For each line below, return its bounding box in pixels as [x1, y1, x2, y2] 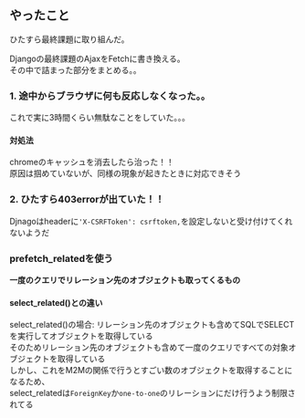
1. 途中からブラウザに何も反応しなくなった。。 [9, 89, 211, 102]
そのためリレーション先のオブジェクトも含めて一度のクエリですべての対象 [9, 342, 289, 353]
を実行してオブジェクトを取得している [9, 330, 153, 341]
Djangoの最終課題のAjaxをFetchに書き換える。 [9, 53, 185, 64]
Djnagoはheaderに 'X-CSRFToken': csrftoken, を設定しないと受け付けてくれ [9, 215, 293, 226]
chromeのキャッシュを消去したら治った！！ [9, 157, 175, 168]
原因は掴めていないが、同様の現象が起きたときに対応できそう [9, 168, 242, 179]
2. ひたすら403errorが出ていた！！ [9, 193, 165, 206]
